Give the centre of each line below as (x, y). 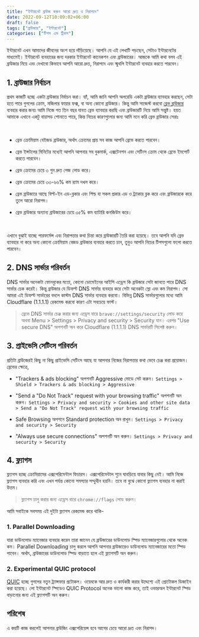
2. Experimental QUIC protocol (51, 569)
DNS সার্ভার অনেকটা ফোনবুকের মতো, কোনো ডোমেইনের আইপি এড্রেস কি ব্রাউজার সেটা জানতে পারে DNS (97, 282)
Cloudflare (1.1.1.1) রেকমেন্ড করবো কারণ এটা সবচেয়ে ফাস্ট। (62, 302)
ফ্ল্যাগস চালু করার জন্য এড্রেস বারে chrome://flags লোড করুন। (79, 499)
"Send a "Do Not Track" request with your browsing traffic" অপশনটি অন (98, 396)
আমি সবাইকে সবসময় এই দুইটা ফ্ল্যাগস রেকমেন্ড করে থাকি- (55, 511)
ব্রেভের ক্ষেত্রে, (18, 367)
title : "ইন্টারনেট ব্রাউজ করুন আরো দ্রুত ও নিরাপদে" (53, 12)
